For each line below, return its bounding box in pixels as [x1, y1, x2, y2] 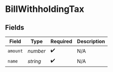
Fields [5, 23, 25, 32]
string [28, 58, 41, 65]
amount [7, 48, 23, 54]
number [28, 47, 46, 54]
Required [50, 38, 73, 45]
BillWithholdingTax [5, 3, 84, 15]
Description [77, 38, 105, 45]
